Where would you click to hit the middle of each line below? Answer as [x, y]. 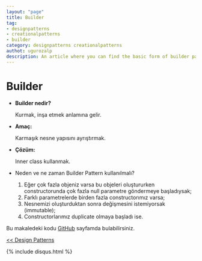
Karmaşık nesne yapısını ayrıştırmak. [60, 138]
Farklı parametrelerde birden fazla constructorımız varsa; [94, 197]
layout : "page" [25, 12]
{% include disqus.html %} [39, 251]
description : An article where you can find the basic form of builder [98, 57]
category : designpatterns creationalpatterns [64, 46]
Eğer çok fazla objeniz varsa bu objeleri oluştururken [89, 185]
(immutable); [40, 210]
